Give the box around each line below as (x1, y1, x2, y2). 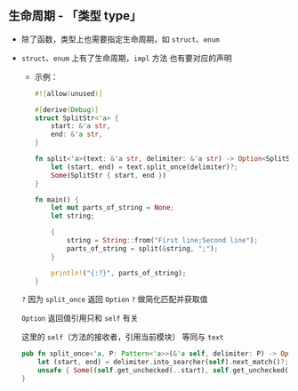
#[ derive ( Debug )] (34, 105, 100, 114)
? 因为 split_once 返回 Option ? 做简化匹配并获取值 (20, 294, 208, 305)
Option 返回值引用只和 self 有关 (20, 313, 139, 323)
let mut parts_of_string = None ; (51, 203, 175, 212)
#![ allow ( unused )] (34, 89, 103, 98)
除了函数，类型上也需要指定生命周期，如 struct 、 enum (20, 34, 220, 44)
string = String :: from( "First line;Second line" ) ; (66, 236, 259, 245)
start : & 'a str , (51, 122, 111, 131)
